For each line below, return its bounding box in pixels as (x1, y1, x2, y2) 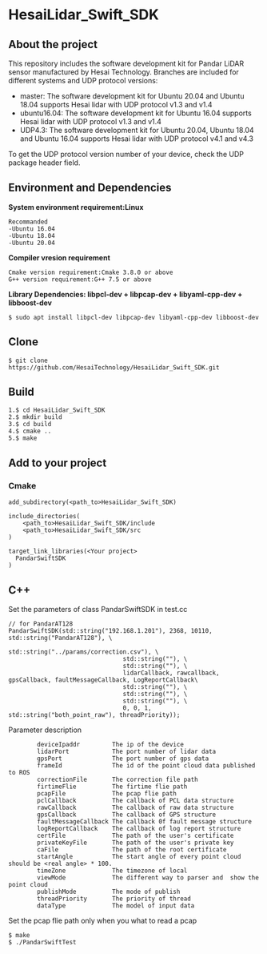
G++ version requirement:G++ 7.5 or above (8, 275, 152, 284)
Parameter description (8, 725, 82, 735)
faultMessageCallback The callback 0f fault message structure (37, 817, 252, 826)
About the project (8, 38, 98, 51)
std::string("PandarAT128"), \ (8, 634, 113, 642)
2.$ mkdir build (8, 413, 62, 421)
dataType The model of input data (37, 901, 195, 910)
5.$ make (8, 434, 38, 442)
